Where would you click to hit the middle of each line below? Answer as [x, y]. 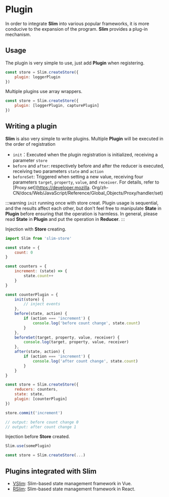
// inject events [42, 304]
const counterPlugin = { [32, 295]
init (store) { [29, 299]
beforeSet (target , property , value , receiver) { [67, 337]
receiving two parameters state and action [58, 171]
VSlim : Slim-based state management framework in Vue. [72, 483]
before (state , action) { [41, 314]
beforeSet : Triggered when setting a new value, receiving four [78, 176]
